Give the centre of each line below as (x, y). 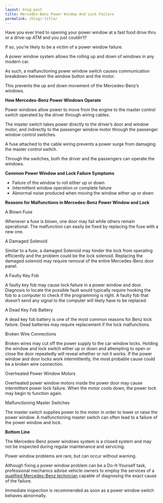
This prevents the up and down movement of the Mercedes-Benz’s (72, 86)
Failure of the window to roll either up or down (58, 183)
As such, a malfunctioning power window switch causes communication (77, 71)
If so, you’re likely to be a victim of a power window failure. (64, 47)
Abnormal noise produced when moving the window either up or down (83, 193)
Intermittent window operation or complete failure (62, 188)
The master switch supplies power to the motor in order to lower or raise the (81, 412)
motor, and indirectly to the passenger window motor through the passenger (81, 130)
